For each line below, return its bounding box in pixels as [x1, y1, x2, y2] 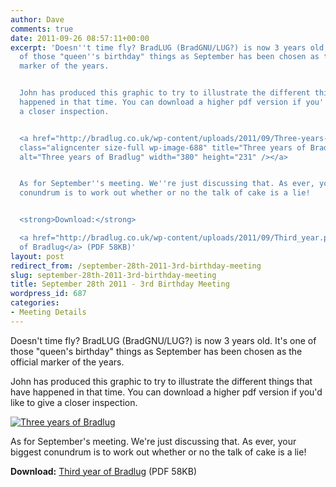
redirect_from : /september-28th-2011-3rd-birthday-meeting [10, 261, 262, 271]
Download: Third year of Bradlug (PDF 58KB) [10, 465, 198, 477]
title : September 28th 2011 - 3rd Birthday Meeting [10, 279, 230, 290]
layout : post [10, 251, 65, 261]
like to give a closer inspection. [10, 396, 138, 408]
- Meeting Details [10, 307, 87, 317]
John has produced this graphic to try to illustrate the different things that [10, 375, 313, 387]
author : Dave [10, 14, 65, 25]
